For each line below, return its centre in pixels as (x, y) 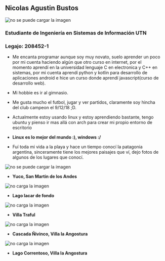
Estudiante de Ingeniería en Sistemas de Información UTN (76, 33)
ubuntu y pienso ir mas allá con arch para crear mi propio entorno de (82, 123)
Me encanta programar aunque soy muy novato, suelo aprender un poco (86, 57)
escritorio (22, 128)
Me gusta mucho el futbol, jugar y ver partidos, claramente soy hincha (84, 102)
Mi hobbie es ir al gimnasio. (40, 93)
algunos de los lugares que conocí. (48, 157)
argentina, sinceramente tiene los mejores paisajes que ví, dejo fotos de (85, 152)
